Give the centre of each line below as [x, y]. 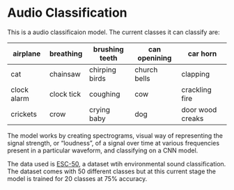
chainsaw [65, 74]
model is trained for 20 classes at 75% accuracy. [77, 178]
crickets [24, 114]
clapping [196, 74]
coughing [105, 94]
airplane [27, 54]
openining [155, 58]
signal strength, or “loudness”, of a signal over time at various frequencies [114, 143]
